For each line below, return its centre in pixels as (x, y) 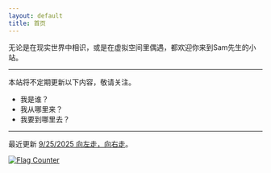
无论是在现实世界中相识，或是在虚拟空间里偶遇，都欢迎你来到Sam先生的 (129, 47)
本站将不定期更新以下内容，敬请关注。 (72, 82)
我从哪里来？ (41, 109)
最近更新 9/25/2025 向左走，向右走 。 (71, 144)
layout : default (35, 16)
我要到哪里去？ (45, 119)
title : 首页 (27, 23)
